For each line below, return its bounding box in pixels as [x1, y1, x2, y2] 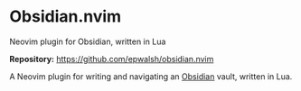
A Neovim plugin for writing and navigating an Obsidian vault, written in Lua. [9, 70, 293, 82]
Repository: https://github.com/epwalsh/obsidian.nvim [9, 53, 214, 64]
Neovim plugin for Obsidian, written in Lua [9, 36, 166, 47]
